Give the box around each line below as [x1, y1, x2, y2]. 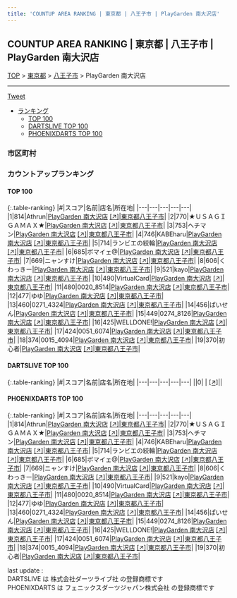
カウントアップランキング [7, 169, 94, 179]
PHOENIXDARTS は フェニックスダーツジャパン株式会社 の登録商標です [7, 583, 215, 592]
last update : [7, 566, 44, 575]
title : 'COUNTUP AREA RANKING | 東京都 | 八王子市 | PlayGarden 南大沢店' [7, 10, 220, 18]
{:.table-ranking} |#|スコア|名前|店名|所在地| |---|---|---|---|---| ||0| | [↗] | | [7, 378, 223, 386]
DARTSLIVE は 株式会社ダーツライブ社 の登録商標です [7, 574, 164, 582]
